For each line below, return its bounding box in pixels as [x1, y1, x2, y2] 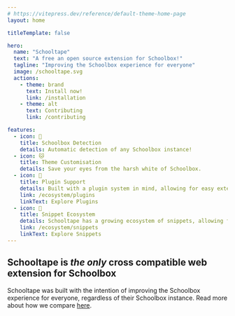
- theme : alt [20, 101, 58, 108]
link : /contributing [25, 114, 86, 121]
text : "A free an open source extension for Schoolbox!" [13, 55, 183, 62]
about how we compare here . [7, 301, 92, 309]
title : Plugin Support [20, 179, 86, 186]
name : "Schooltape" [13, 48, 71, 56]
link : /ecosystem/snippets [20, 224, 99, 231]
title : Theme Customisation [20, 159, 101, 166]
